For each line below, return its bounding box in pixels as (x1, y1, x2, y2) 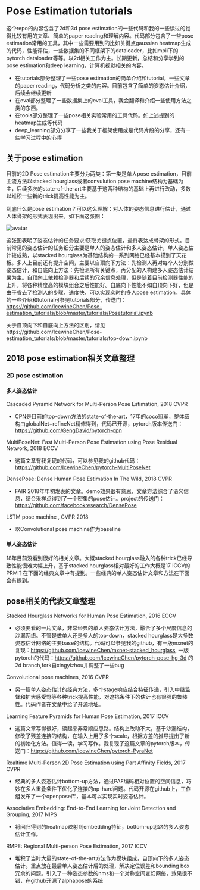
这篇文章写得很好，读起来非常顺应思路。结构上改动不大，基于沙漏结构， (14, 725, 192, 732)
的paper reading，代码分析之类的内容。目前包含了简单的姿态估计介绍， (14, 82, 190, 89)
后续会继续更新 (14, 89, 52, 96)
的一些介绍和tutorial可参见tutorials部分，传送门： (6, 296, 127, 303)
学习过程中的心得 (20, 134, 62, 141)
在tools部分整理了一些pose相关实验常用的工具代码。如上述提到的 (14, 111, 175, 118)
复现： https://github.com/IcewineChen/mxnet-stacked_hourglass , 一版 (14, 647, 189, 654)
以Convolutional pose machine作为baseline (14, 526, 121, 533)
